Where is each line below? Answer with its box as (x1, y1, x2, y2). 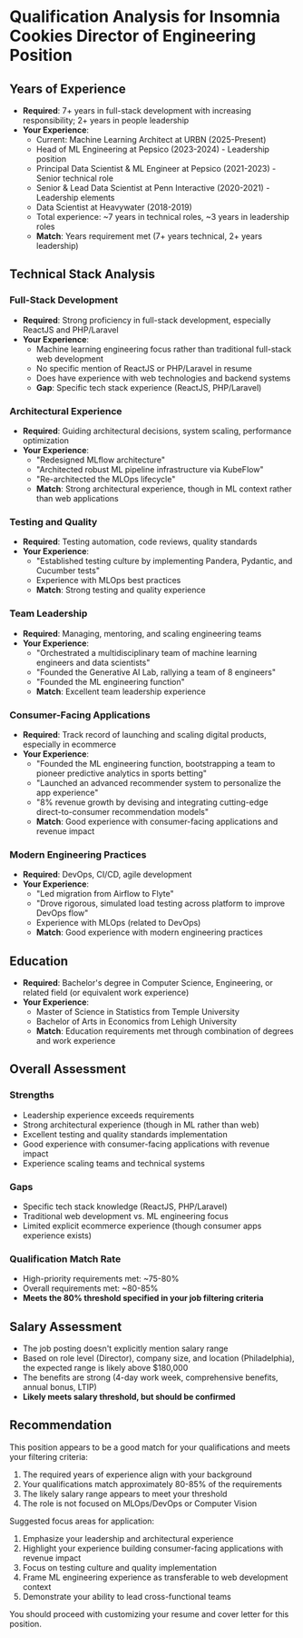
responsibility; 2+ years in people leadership (22, 115, 190, 125)
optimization (22, 434, 70, 446)
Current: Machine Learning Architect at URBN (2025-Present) (35, 134, 267, 144)
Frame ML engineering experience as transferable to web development (22, 1572, 288, 1583)
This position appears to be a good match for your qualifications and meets (9, 1442, 290, 1453)
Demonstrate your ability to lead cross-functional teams (22, 1591, 231, 1602)
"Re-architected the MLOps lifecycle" (35, 473, 176, 484)
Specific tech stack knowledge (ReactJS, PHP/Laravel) (22, 1201, 228, 1212)
